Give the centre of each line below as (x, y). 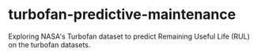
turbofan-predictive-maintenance (122, 15)
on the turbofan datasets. (49, 44)
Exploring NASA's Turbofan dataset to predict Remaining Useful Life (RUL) (129, 36)
